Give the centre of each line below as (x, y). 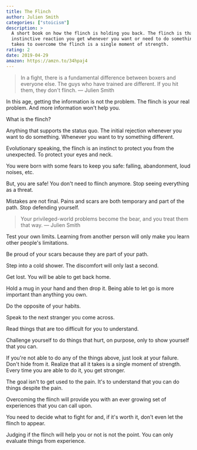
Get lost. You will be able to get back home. (59, 276)
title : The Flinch (28, 11)
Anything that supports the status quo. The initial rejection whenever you (94, 131)
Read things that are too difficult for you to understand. (72, 329)
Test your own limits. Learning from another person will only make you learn (98, 236)
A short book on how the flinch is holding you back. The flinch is (97, 34)
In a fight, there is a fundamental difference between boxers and (98, 78)
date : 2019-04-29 (27, 55)
